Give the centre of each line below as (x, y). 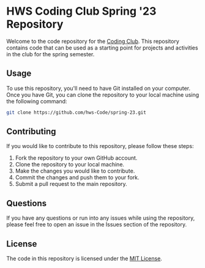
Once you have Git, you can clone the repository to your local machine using (103, 95)
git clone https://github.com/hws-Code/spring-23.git (76, 112)
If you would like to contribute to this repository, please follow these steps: (100, 146)
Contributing (31, 132)
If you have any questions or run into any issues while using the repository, (101, 218)
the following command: (37, 101)
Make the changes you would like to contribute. (75, 171)
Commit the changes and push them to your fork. (77, 177)
